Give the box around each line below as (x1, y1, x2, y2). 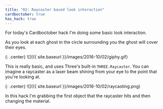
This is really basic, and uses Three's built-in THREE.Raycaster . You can (5, 63, 149, 69)
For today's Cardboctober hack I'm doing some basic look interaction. (5, 30, 147, 36)
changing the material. (5, 98, 51, 104)
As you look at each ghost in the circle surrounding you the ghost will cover (5, 39, 159, 45)
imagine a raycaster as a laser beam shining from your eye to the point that (5, 69, 157, 75)
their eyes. (5, 45, 27, 51)
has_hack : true (5, 16, 36, 21)
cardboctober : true (5, 12, 45, 17)
